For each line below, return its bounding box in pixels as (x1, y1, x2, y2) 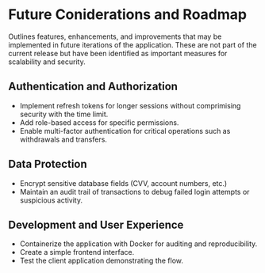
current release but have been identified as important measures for (8, 48, 228, 58)
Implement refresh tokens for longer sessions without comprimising (19, 100, 241, 110)
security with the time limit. (19, 109, 109, 119)
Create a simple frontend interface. (19, 248, 135, 257)
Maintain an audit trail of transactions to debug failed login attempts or (19, 187, 250, 196)
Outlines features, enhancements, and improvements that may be (8, 32, 222, 41)
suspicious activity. (19, 195, 83, 205)
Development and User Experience (8, 218, 184, 231)
